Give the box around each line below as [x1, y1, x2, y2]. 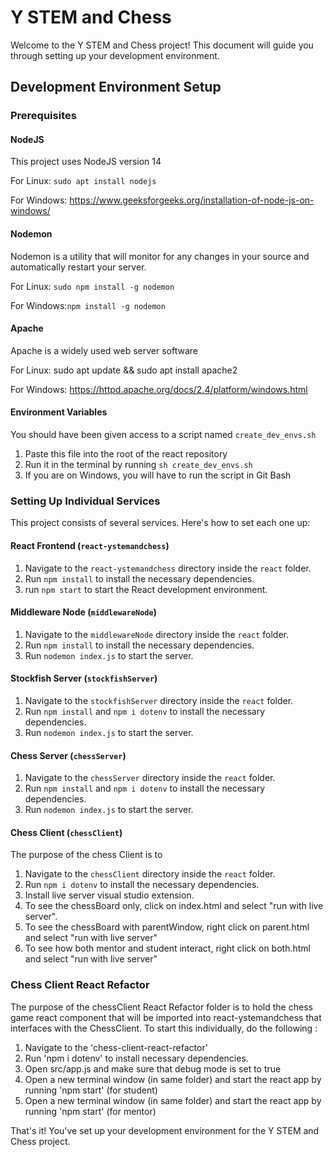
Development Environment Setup [10, 79, 222, 96]
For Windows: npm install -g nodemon [10, 299, 166, 311]
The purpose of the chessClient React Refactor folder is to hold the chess [10, 1001, 313, 1013]
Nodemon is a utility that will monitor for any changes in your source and [10, 250, 310, 262]
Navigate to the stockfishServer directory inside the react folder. [24, 694, 294, 706]
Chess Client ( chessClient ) [10, 826, 123, 838]
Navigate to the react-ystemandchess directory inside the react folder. [24, 562, 312, 574]
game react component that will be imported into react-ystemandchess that [10, 1011, 322, 1023]
